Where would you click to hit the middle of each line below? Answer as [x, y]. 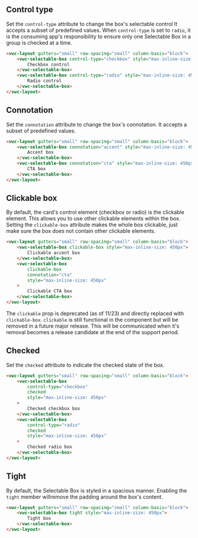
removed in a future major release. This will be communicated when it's [93, 326]
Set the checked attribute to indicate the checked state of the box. [85, 365]
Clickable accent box [54, 253]
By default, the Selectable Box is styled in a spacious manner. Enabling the [97, 490]
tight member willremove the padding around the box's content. [85, 497]
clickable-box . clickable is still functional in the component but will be [92, 319]
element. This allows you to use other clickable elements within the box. [93, 219]
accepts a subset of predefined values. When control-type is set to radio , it [98, 30]
